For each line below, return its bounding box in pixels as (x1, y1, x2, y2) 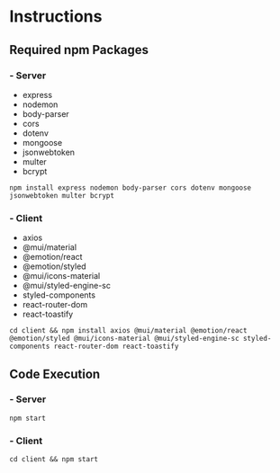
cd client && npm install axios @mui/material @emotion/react (9, 326, 248, 335)
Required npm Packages (9, 42, 149, 58)
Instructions (9, 6, 103, 27)
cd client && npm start (9, 455, 99, 464)
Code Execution (9, 366, 101, 381)
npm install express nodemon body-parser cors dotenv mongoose (9, 183, 252, 192)
